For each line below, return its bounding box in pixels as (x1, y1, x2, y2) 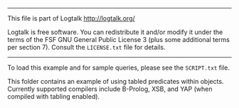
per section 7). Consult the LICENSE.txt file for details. (7, 43, 166, 51)
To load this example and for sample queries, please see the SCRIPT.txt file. (7, 63, 230, 72)
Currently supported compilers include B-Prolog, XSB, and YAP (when (7, 85, 213, 93)
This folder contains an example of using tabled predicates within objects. (7, 77, 224, 85)
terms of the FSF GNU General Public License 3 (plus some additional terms (7, 36, 230, 43)
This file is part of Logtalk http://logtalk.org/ (7, 14, 135, 22)
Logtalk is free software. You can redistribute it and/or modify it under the (7, 28, 223, 36)
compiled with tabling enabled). (7, 92, 100, 100)
